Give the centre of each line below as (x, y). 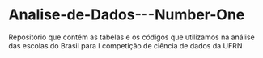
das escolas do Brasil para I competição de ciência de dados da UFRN (125, 45)
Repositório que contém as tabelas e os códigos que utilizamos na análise (131, 37)
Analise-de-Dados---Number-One (127, 15)
